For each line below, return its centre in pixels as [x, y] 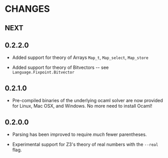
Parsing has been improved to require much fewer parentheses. [79, 134]
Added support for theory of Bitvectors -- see [60, 68]
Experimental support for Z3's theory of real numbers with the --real [85, 145]
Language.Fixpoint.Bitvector [43, 72]
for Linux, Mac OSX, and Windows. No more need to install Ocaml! [82, 106]
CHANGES [27, 9]
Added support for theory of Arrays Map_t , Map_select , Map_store [80, 57]
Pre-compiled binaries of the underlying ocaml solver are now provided [88, 101]
